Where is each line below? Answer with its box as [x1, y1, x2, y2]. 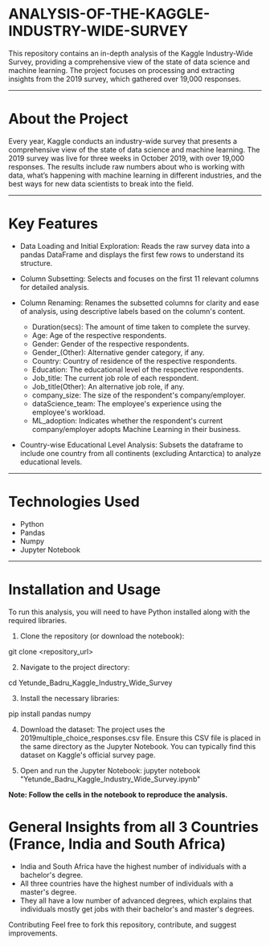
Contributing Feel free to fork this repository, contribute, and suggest [8, 919, 237, 929]
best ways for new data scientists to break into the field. [8, 178, 194, 189]
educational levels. [19, 457, 83, 467]
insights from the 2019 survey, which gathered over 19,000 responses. [8, 74, 241, 84]
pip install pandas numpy [8, 708, 92, 719]
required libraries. [8, 615, 67, 625]
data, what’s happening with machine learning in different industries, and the [8, 170, 262, 180]
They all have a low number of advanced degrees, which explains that [19, 895, 252, 905]
